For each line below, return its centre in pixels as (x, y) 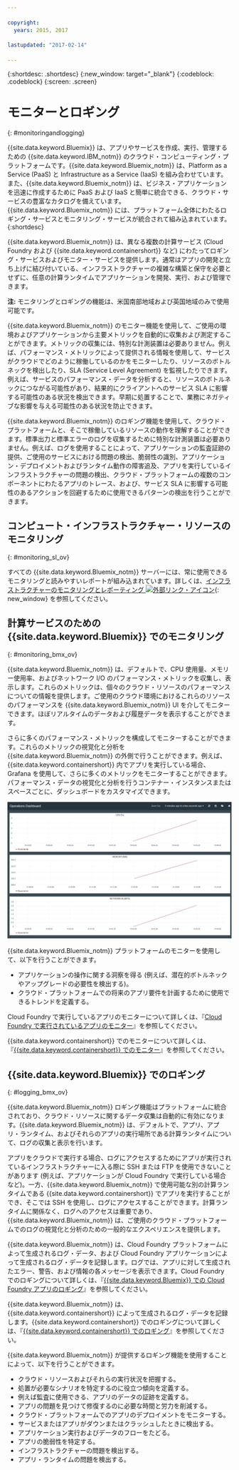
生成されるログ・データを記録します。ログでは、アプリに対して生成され (125, 1262)
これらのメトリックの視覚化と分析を (72, 747)
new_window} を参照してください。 (60, 598)
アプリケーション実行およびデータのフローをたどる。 (96, 1433)
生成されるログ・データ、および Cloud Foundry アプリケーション (120, 1253)
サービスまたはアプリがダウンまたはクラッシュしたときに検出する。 (117, 1424)
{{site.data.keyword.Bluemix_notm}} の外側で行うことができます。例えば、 (117, 755)
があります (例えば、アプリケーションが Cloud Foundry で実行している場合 (117, 1176)
